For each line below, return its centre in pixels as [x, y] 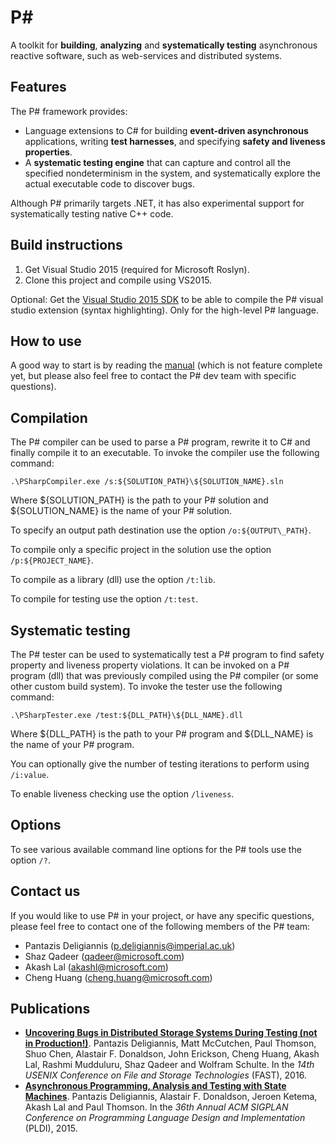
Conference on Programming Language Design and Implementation [165, 1118]
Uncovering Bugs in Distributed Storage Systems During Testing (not [171, 1033]
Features [38, 87]
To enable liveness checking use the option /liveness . [122, 794]
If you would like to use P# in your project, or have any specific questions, [162, 915]
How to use [46, 341]
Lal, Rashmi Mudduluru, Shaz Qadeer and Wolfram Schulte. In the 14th [169, 1065]
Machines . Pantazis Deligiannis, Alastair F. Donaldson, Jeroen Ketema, [171, 1097]
